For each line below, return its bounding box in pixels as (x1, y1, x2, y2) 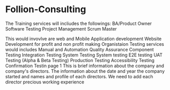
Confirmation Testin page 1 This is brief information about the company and (5, 63, 164, 69)
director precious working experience (5, 79, 84, 85)
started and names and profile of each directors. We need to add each (5, 73, 153, 79)
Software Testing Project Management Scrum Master (5, 25, 117, 32)
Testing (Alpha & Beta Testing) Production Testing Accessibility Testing (5, 57, 155, 63)
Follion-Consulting (5, 4, 86, 15)
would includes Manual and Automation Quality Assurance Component (5, 46, 154, 52)
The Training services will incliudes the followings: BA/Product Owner (5, 20, 152, 26)
